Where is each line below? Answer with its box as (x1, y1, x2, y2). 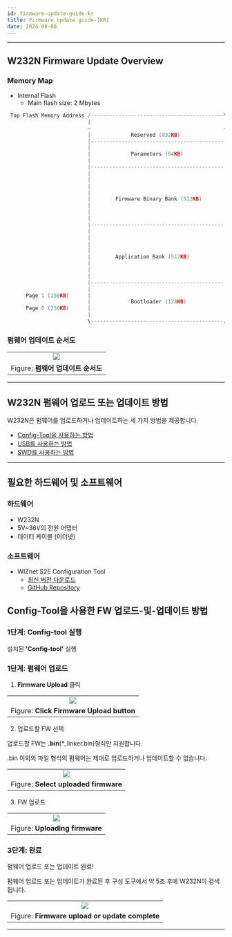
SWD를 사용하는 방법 (17, 448, 75, 457)
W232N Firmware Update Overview (7, 55, 164, 66)
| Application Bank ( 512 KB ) (87, 254, 190, 261)
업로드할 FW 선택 (17, 725, 64, 733)
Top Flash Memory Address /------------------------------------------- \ (10, 112, 227, 120)
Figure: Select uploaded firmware (10, 779, 122, 789)
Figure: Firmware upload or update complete (10, 911, 160, 921)
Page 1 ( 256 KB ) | (25, 292, 91, 299)
